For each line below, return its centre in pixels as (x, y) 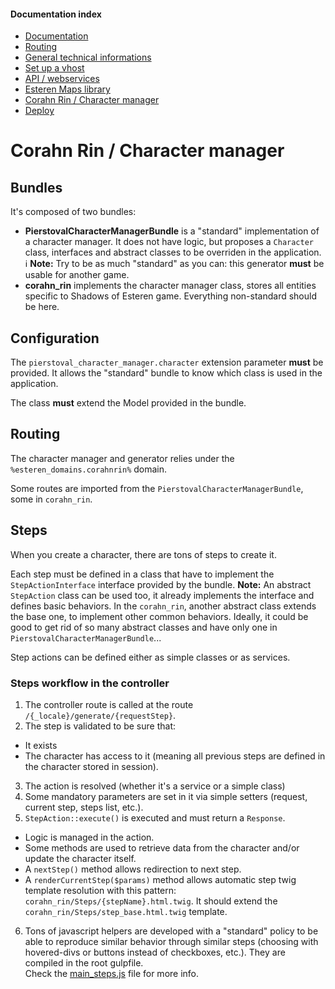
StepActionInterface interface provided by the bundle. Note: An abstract (161, 584)
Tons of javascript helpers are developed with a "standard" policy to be (171, 931)
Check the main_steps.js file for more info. (112, 973)
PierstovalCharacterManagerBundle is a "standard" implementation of (172, 231)
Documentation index (56, 14)
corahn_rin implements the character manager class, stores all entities (170, 286)
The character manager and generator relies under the (122, 458)
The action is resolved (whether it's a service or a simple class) (155, 786)
